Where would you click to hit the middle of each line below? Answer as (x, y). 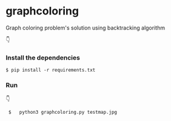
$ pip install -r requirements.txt (51, 70)
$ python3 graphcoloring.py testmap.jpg (63, 112)
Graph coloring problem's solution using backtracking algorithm (85, 28)
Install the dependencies (43, 57)
